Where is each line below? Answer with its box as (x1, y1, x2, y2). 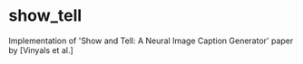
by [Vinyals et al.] (8, 44, 73, 55)
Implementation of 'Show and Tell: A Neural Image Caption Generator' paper (8, 35, 294, 46)
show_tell (8, 5, 83, 26)
